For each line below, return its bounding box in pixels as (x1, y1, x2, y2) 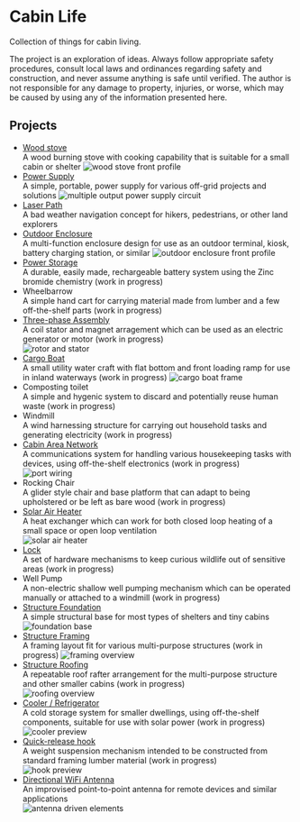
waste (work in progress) (22, 400, 116, 411)
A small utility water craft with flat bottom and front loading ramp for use (22, 362, 291, 373)
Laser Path (22, 199, 63, 210)
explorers (22, 218, 59, 229)
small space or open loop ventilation (22, 525, 158, 535)
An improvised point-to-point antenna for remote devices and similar (22, 783, 277, 794)
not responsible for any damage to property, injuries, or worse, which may (9, 82, 285, 93)
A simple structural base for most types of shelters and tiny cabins (22, 611, 270, 622)
